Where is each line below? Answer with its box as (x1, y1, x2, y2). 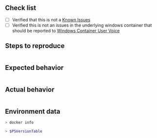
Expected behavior (5, 64, 64, 72)
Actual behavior (5, 85, 55, 94)
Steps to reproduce (5, 42, 65, 50)
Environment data (5, 107, 60, 116)
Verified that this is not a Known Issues (12, 17, 91, 22)
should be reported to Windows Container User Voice (12, 28, 120, 34)
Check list (5, 4, 37, 12)
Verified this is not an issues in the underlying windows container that (12, 22, 152, 28)
